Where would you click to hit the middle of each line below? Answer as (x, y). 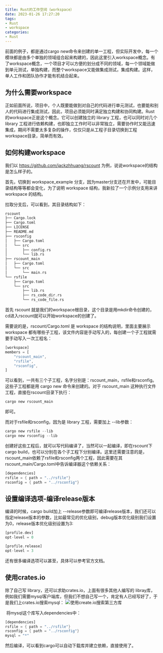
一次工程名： (39, 338)
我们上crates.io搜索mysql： (37, 602)
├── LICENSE (17, 227)
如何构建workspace (35, 153)
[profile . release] (24, 546)
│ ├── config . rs (28, 250)
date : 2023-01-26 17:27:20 (32, 14)
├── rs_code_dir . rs (42, 295)
